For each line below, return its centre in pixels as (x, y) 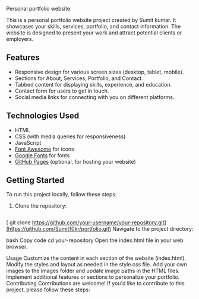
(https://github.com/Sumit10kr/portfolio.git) (59, 229)
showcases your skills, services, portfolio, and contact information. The (94, 26)
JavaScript (28, 142)
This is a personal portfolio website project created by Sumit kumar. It (91, 20)
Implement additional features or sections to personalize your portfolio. (93, 277)
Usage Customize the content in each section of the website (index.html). (96, 258)
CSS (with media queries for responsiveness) (70, 136)
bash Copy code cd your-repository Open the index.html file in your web (95, 240)
